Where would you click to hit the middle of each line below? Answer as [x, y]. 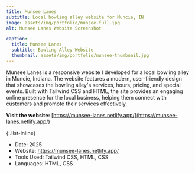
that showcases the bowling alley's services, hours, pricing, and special [94, 85]
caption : [17, 39]
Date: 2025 [28, 144]
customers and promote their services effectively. [66, 104]
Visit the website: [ [30, 115]
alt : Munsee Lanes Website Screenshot [54, 28]
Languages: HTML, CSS [44, 163]
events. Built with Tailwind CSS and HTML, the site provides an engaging [95, 91]
